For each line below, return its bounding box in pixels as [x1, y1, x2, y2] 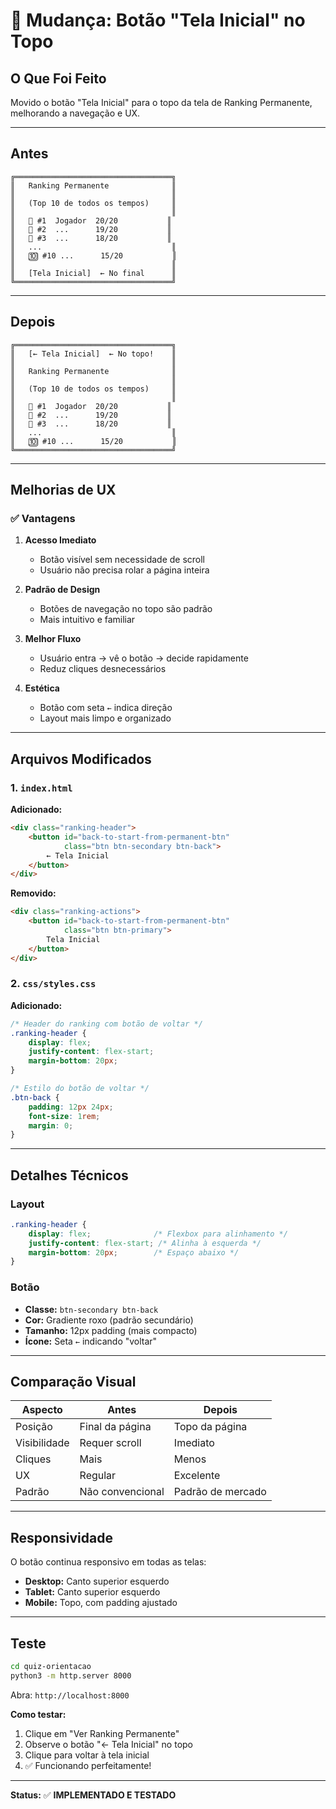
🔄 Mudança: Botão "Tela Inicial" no [10, 9, 306, 32]
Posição [15, 1420, 53, 1434]
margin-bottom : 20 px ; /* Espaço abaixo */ [28, 1247, 240, 1258]
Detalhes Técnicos [10, 1167, 129, 1184]
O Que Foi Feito [10, 70, 107, 87]
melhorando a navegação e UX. [10, 107, 141, 119]
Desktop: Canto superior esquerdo [24, 1575, 170, 1588]
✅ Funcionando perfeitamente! [24, 1759, 152, 1771]
